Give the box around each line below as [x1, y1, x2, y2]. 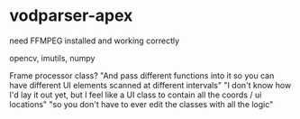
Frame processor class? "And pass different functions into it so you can [9, 69, 275, 81]
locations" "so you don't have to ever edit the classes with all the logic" [9, 98, 274, 109]
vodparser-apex [9, 5, 133, 26]
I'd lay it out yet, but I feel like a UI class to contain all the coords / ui [9, 89, 262, 100]
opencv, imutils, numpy [9, 52, 95, 63]
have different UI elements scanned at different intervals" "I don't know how [9, 79, 292, 90]
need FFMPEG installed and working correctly [9, 35, 180, 46]
